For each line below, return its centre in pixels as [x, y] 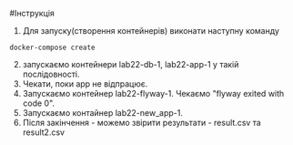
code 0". [39, 103]
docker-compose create [52, 47]
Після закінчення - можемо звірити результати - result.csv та [141, 123]
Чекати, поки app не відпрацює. [85, 84]
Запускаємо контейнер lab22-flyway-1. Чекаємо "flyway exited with [153, 93]
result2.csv [44, 132]
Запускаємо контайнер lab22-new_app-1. [103, 113]
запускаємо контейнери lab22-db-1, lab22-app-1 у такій [131, 64]
